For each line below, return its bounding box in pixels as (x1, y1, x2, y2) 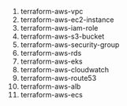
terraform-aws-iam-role (20, 24, 99, 32)
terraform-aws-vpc (20, 7, 84, 16)
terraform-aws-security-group (20, 40, 120, 49)
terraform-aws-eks (20, 57, 83, 66)
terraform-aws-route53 (20, 74, 97, 82)
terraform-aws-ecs (20, 90, 84, 99)
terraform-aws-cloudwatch (20, 65, 110, 74)
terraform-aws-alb (20, 82, 81, 91)
